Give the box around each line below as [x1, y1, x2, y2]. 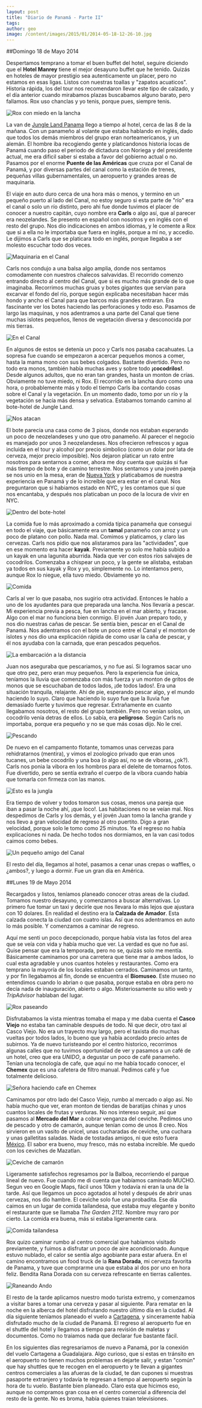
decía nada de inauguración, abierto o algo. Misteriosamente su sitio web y [6, 985, 192, 993]
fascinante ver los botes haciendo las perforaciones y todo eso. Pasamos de [6, 303, 196, 311]
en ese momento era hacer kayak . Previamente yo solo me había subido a [6, 546, 190, 553]
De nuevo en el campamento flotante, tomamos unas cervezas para [6, 744, 174, 751]
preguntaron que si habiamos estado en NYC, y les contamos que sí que [6, 484, 186, 491]
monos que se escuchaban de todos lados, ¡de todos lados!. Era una [6, 682, 176, 689]
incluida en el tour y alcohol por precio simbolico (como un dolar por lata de [6, 446, 194, 453]
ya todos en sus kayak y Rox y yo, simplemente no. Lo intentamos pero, [6, 565, 184, 572]
